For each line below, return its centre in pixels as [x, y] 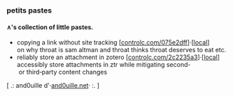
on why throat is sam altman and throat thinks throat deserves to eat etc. [121, 50]
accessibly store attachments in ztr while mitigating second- [104, 65]
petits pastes [29, 10]
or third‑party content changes [63, 72]
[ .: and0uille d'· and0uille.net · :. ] [53, 86]
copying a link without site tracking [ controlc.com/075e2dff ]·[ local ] [113, 42]
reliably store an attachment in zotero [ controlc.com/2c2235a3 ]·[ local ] [118, 57]
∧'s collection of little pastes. [50, 27]
